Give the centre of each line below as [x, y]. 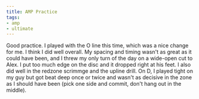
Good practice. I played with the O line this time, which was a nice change [97, 46]
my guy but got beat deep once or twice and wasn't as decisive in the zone [99, 77]
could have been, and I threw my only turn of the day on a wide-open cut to [99, 58]
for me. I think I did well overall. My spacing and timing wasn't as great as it [99, 52]
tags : [13, 17]
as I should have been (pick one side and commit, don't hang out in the [94, 84]
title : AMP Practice [32, 12]
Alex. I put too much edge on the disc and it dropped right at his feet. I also [99, 65]
